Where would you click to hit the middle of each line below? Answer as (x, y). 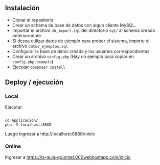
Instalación (23, 8)
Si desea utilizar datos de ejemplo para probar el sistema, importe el (81, 41)
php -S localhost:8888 (28, 125)
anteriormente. (27, 35)
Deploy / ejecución (34, 82)
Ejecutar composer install (39, 67)
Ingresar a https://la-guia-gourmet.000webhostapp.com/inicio (68, 157)
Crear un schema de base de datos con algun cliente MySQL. (74, 25)
